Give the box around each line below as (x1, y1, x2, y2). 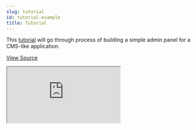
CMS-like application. (6, 43, 60, 50)
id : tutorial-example (6, 14, 61, 20)
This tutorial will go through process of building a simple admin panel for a (6, 37, 191, 44)
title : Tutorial (6, 20, 47, 26)
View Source (6, 55, 38, 62)
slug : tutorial (6, 8, 45, 15)
